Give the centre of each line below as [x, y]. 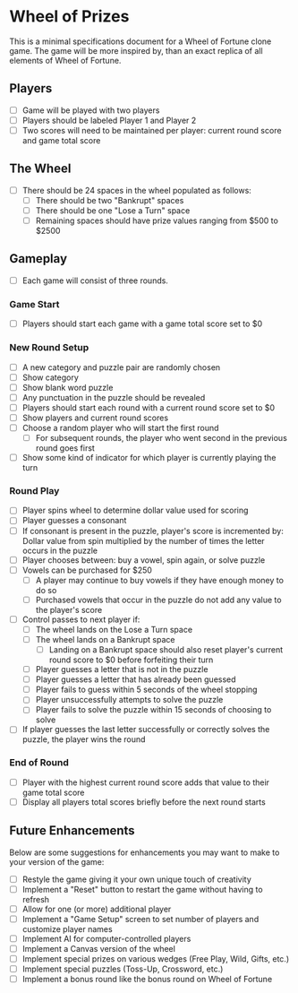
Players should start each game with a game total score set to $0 [142, 324]
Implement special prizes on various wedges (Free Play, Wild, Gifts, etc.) [155, 959]
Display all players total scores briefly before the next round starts [144, 802]
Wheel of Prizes [69, 17]
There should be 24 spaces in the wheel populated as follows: [137, 190]
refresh [36, 899]
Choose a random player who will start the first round [120, 427]
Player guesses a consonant [74, 521]
